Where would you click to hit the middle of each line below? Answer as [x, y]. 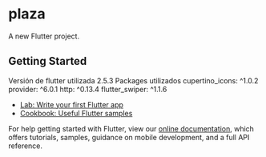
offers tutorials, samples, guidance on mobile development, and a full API [129, 137]
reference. [25, 146]
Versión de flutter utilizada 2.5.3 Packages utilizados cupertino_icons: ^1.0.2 [133, 80]
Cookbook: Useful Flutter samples [76, 113]
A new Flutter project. [44, 36]
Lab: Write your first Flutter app [72, 104]
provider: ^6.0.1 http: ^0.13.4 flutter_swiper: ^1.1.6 [88, 89]
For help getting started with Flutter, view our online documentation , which [131, 128]
